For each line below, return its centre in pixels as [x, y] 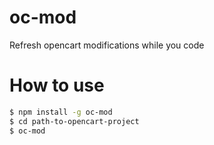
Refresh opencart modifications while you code [107, 45]
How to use [57, 85]
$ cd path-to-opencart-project [74, 121]
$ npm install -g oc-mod [61, 112]
